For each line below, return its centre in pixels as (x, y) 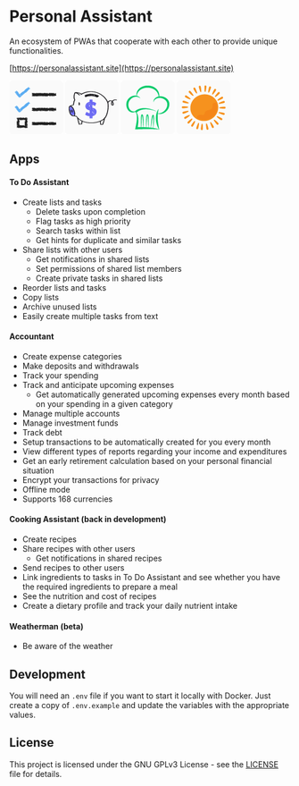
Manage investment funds (70, 423)
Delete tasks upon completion (90, 211)
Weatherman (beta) (46, 626)
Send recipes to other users (73, 567)
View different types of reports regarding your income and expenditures (154, 451)
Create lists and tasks (62, 202)
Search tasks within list (78, 231)
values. (22, 714)
